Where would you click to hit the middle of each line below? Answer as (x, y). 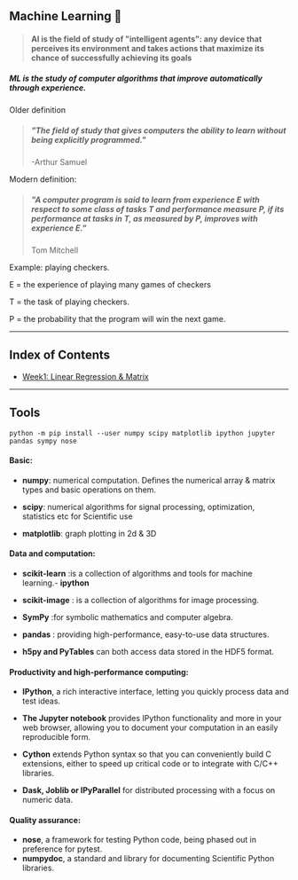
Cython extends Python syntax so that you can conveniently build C (147, 754)
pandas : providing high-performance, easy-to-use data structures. (145, 634)
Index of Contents (60, 355)
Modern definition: (43, 179)
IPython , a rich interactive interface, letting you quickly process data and (155, 692)
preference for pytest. (62, 849)
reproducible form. (56, 737)
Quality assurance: (45, 820)
